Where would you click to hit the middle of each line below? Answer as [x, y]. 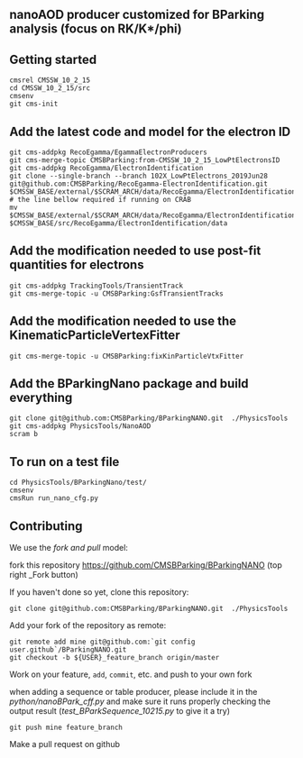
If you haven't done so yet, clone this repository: [99, 592]
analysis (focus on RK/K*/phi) [96, 29]
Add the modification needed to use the [123, 321]
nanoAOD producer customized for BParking [137, 15]
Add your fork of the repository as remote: [88, 626]
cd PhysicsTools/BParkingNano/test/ [78, 483]
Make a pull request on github [64, 744]
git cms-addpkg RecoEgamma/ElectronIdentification [106, 169]
